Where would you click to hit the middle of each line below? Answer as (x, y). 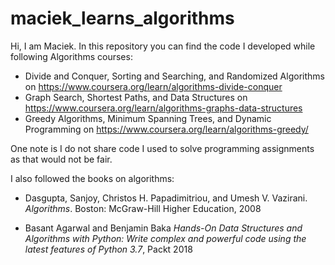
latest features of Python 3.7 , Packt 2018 (108, 249)
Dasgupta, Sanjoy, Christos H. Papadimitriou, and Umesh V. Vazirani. (166, 198)
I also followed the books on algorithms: (92, 178)
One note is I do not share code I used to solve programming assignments (162, 148)
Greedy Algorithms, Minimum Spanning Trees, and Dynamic (148, 118)
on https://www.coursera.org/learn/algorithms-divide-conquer (153, 86)
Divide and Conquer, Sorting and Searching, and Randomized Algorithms (174, 76)
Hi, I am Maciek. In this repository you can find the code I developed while (163, 46)
